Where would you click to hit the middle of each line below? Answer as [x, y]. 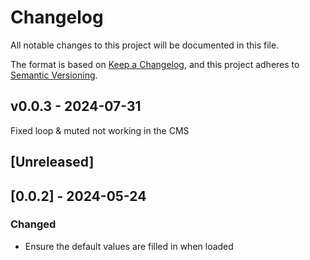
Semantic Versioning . [54, 75]
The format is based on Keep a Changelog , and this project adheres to [155, 64]
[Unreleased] [52, 162]
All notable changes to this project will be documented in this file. [145, 45]
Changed [33, 224]
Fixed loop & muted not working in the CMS [100, 130]
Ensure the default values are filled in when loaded [129, 246]
